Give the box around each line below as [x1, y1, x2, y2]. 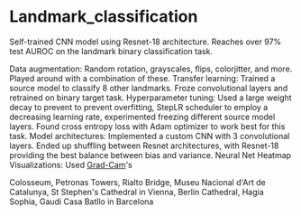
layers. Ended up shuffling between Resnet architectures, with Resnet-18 [9, 140, 279, 151]
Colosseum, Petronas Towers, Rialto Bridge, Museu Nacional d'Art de [9, 176, 266, 187]
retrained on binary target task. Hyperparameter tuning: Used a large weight [9, 92, 292, 103]
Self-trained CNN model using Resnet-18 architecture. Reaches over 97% [9, 36, 282, 47]
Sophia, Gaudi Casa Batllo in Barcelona [9, 196, 154, 207]
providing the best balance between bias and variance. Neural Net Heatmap [9, 149, 291, 160]
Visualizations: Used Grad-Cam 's [9, 159, 132, 170]
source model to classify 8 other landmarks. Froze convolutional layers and [9, 82, 288, 93]
